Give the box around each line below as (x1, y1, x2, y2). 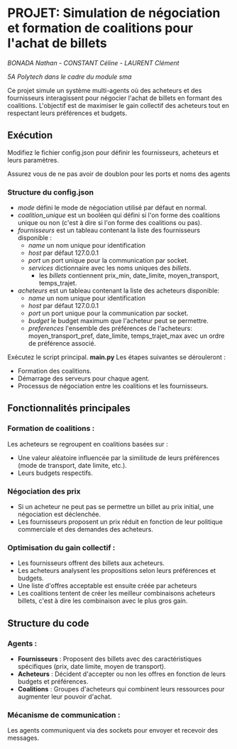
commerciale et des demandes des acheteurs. (17, 525, 154, 534)
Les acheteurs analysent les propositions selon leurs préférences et (17, 567, 216, 575)
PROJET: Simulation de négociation (7, 5, 221, 21)
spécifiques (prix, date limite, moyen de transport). (17, 662, 166, 671)
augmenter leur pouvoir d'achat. (17, 692, 112, 701)
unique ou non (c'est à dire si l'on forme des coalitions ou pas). (17, 219, 202, 227)
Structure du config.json (7, 187, 94, 197)
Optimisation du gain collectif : (7, 542, 116, 552)
